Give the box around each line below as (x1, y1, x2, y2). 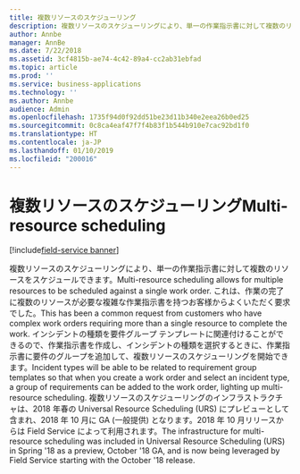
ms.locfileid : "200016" (9, 154, 98, 164)
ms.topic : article (9, 63, 78, 72)
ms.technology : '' (9, 88, 78, 97)
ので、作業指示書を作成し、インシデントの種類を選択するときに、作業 (24, 340, 283, 351)
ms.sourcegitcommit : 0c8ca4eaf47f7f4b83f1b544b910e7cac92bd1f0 (9, 122, 250, 131)
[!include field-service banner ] (9, 245, 120, 256)
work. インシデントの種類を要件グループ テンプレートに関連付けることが (9, 328, 277, 340)
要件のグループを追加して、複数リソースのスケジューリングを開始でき (32, 351, 289, 362)
